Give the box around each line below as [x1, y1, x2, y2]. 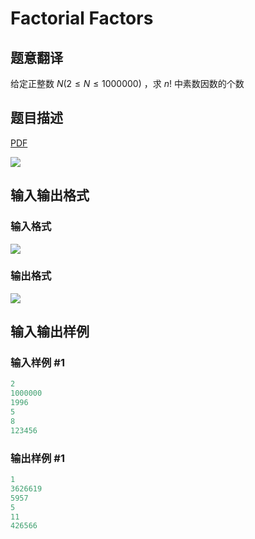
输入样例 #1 [10, 356, 65, 370]
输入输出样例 [10, 323, 90, 341]
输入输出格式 [10, 187, 90, 204]
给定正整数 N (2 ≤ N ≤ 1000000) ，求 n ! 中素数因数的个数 [10, 78, 245, 89]
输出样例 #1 [10, 451, 65, 465]
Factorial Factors [10, 7, 154, 30]
